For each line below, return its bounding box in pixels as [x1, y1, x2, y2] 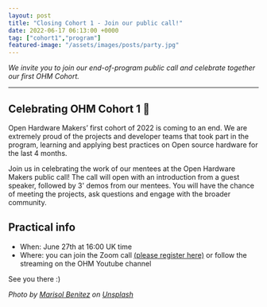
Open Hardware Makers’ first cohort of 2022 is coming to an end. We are [8, 122, 248, 132]
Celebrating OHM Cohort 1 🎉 [8, 102, 150, 115]
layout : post [8, 11, 52, 20]
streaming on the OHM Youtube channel [19, 258, 152, 268]
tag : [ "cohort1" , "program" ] [8, 33, 102, 42]
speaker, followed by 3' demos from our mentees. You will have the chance [8, 181, 254, 190]
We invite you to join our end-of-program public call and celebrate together [8, 63, 256, 72]
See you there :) [8, 274, 61, 283]
